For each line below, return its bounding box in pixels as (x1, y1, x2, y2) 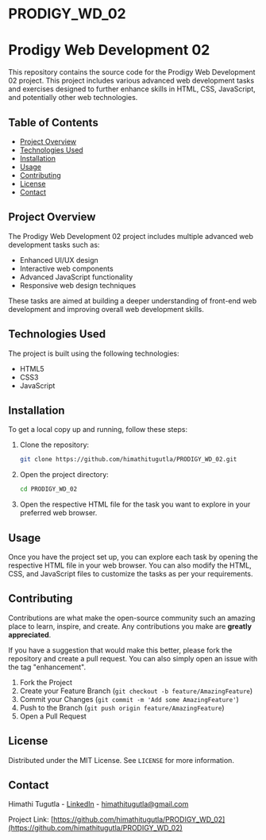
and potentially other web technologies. (8, 93, 138, 102)
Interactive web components (19, 264, 114, 273)
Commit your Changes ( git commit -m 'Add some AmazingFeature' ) (19, 694, 240, 703)
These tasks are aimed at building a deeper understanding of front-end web (8, 295, 256, 306)
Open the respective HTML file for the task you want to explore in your (19, 499, 251, 509)
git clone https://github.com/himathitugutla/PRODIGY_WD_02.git (19, 456, 237, 464)
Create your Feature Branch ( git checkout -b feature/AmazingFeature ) (19, 686, 253, 696)
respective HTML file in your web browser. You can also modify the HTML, (8, 561, 252, 570)
